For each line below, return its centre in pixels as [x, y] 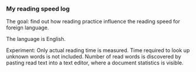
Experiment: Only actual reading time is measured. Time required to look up [98, 50]
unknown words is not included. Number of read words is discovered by [94, 57]
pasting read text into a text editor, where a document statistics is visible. [95, 63]
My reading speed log [38, 9]
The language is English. [36, 39]
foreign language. [27, 28]
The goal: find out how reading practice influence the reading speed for [93, 22]
